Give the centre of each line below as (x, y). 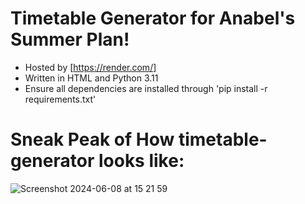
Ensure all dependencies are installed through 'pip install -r (146, 88)
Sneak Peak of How (92, 139)
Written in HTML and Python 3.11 (91, 78)
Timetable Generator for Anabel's (153, 18)
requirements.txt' (60, 99)
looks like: (141, 161)
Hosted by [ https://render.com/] (90, 67)
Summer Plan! (70, 39)
